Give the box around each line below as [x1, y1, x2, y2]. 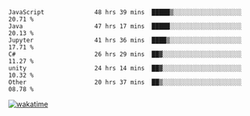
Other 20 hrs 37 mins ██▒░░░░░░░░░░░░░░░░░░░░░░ [8, 78, 242, 86]
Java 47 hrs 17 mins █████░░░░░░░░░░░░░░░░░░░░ [8, 22, 242, 30]
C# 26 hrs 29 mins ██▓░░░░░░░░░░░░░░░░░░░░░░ [8, 50, 242, 58]
